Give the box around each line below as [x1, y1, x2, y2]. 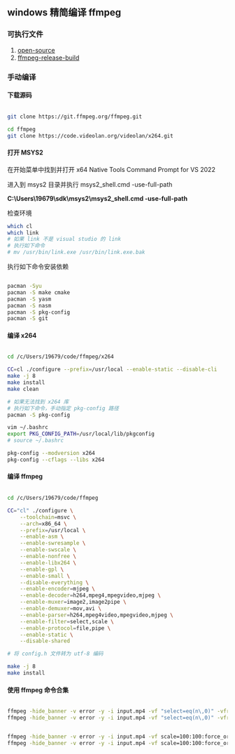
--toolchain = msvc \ [20, 513, 77, 521]
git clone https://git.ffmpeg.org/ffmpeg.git [7, 113, 142, 120]
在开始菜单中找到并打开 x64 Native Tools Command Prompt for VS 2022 [7, 165, 215, 173]
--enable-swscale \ [20, 546, 77, 553]
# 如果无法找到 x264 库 [7, 398, 69, 405]
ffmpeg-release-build [17, 53, 80, 62]
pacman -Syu [7, 283, 42, 290]
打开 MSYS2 [7, 148, 43, 157]
